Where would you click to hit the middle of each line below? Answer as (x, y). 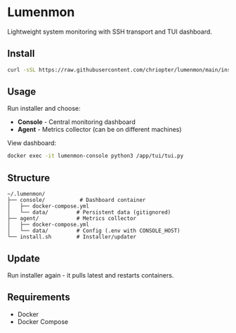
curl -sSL (22, 70)
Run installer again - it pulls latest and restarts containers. (91, 275)
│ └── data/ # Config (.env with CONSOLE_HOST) (94, 231)
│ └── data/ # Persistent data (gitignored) (89, 212)
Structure (29, 178)
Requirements (39, 298)
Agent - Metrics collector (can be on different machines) (99, 130)
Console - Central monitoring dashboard (76, 122)
